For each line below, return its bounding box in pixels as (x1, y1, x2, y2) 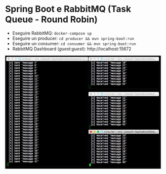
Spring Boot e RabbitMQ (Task (5, 3, 131, 15)
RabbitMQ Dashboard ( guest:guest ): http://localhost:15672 (12, 46, 132, 52)
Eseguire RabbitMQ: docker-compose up (12, 30, 92, 36)
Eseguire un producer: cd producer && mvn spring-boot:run (12, 35, 134, 41)
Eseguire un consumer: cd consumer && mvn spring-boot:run (12, 40, 136, 46)
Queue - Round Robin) (5, 14, 98, 25)
